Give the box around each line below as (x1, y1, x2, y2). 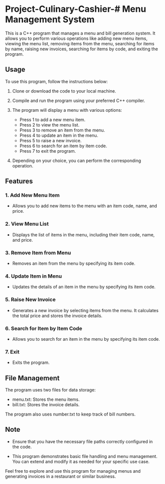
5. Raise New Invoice (5, 296, 56, 303)
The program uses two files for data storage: (5, 387, 96, 393)
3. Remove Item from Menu (5, 249, 71, 256)
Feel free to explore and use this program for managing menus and (5, 468, 141, 474)
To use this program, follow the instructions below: (5, 78, 108, 84)
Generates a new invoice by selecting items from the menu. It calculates (12, 307, 159, 313)
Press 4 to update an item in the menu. (19, 132, 99, 138)
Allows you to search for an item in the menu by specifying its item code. (12, 336, 160, 342)
